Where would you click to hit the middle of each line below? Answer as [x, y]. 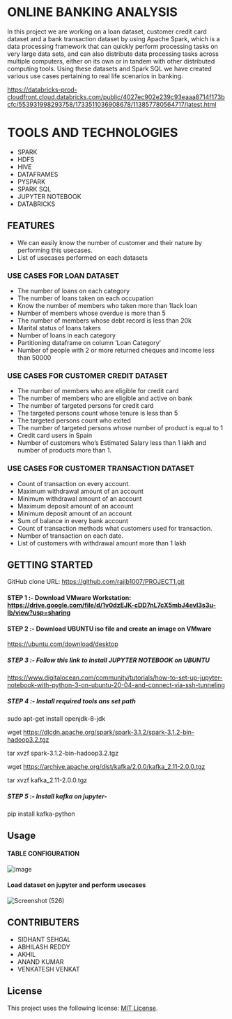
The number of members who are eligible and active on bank [105, 398]
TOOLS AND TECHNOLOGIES [93, 133]
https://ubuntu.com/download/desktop [63, 644]
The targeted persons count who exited [74, 420]
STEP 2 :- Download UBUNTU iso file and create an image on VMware [109, 629]
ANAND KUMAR [40, 962]
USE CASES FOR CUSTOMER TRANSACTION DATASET [101, 469]
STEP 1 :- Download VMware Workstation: [69, 597]
